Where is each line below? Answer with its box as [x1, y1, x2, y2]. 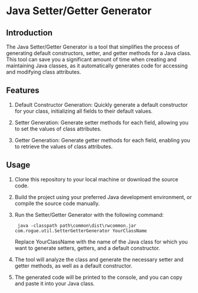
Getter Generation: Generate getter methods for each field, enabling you [14, 136, 190, 144]
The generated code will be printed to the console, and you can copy [14, 274, 183, 281]
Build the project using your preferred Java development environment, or [14, 193, 192, 200]
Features [6, 86, 39, 96]
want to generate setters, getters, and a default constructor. [14, 244, 160, 252]
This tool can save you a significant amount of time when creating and [6, 56, 177, 63]
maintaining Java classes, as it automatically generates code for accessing [6, 62, 188, 69]
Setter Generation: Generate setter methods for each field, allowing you [14, 119, 189, 126]
